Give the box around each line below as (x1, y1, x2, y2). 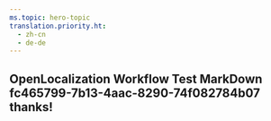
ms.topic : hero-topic (9, 13, 91, 22)
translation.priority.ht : (9, 22, 106, 30)
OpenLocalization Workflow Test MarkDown (9, 71, 263, 86)
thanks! (9, 99, 54, 115)
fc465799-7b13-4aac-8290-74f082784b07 (9, 85, 261, 100)
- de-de (17, 38, 47, 48)
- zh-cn (17, 30, 47, 39)
